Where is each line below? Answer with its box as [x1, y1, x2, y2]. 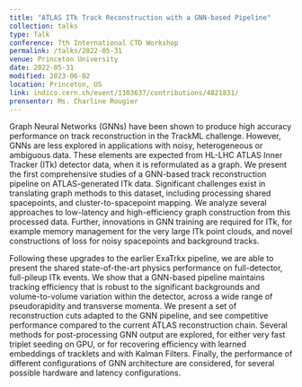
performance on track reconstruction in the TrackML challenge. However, [9, 131, 281, 142]
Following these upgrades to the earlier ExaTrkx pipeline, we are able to [9, 253, 274, 264]
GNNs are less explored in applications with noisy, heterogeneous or [9, 140, 263, 151]
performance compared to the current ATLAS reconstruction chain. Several [9, 320, 288, 330]
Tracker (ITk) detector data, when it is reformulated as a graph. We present [9, 159, 288, 171]
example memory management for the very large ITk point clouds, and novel [9, 226, 293, 237]
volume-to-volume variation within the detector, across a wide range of [9, 291, 273, 302]
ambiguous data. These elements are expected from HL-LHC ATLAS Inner [9, 150, 283, 161]
